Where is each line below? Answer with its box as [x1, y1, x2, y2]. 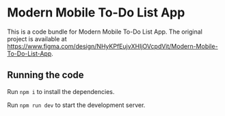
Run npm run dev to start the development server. [7, 101, 146, 109]
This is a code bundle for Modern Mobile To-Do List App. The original [7, 27, 203, 36]
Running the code [7, 69, 84, 81]
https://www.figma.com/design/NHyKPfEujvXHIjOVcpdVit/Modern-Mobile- [7, 42, 218, 50]
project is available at [7, 34, 67, 43]
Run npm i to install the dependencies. [7, 87, 115, 95]
